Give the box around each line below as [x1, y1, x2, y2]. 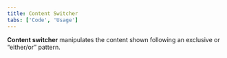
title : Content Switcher [7, 10, 78, 17]
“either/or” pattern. [7, 43, 61, 51]
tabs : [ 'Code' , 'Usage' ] [7, 17, 78, 23]
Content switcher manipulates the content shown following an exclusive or [7, 35, 220, 43]
